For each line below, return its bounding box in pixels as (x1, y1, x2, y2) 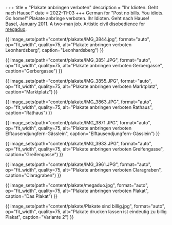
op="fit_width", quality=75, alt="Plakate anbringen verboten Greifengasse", (5, 146, 164, 152)
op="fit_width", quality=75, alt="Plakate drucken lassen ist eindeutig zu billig (5, 209, 167, 215)
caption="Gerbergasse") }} (5, 68, 63, 74)
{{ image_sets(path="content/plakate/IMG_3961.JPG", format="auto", (5, 161, 151, 167)
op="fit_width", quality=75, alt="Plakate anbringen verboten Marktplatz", (5, 83, 159, 89)
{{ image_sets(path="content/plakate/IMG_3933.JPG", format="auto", (5, 141, 152, 146)
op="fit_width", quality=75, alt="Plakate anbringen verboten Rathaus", (5, 104, 153, 110)
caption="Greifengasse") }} (5, 152, 63, 157)
